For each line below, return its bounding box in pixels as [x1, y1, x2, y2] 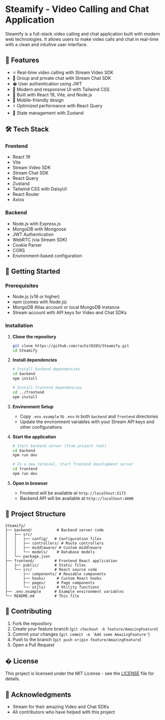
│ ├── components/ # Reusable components [5, 571, 106, 576]
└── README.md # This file [5, 593, 79, 598]
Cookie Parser [12, 242, 42, 248]
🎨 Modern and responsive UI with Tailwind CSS [12, 86, 110, 92]
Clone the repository [12, 333, 56, 339]
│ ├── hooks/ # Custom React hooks [5, 576, 101, 581]
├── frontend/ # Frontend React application [5, 558, 117, 563]
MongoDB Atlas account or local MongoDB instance [12, 304, 120, 310]
